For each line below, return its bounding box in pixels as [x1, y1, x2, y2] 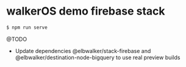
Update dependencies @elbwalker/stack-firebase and [15, 47, 151, 54]
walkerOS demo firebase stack [6, 4, 166, 18]
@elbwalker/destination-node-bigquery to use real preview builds [15, 54, 181, 61]
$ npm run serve [6, 24, 48, 30]
